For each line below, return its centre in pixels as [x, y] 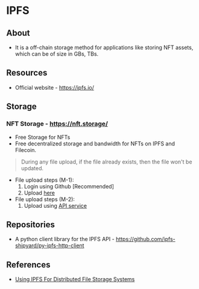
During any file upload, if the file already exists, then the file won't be [106, 162]
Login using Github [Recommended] [69, 186]
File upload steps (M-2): [45, 199]
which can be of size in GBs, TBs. [57, 54]
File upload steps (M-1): [44, 180]
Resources [27, 73]
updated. [32, 168]
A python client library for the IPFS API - [65, 239]
